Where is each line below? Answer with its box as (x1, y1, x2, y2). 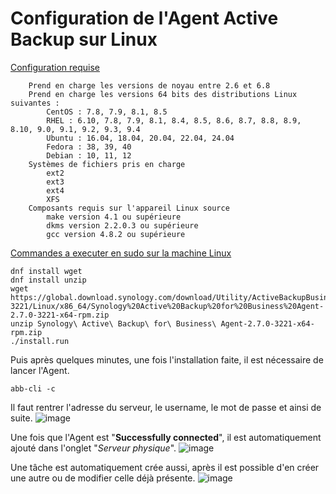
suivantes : (10, 98, 60, 108)
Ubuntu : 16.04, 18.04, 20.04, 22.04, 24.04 (46, 133, 235, 143)
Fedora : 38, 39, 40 (46, 142, 132, 152)
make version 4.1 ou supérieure (46, 212, 182, 222)
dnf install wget (10, 266, 83, 276)
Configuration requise (10, 61, 101, 73)
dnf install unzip (10, 275, 87, 285)
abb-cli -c (10, 383, 56, 394)
